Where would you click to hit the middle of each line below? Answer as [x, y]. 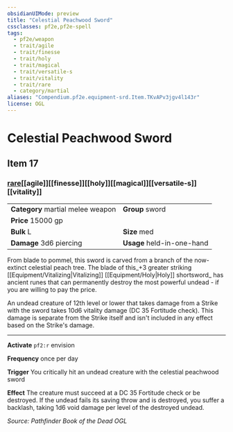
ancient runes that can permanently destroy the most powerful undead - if [113, 282]
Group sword [144, 209]
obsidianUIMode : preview [43, 14]
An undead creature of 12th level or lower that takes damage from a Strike [113, 303]
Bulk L [21, 232]
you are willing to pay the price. [52, 289]
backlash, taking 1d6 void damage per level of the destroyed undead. [106, 407]
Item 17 [23, 164]
